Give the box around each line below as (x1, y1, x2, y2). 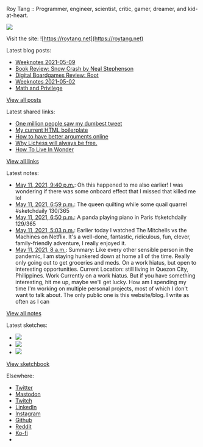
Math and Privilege (15, 85, 63, 91)
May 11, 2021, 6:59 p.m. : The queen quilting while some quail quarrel (15, 201, 187, 208)
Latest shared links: (6, 108, 55, 115)
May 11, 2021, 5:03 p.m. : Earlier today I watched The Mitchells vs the (15, 227, 187, 234)
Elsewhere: (6, 372, 35, 379)
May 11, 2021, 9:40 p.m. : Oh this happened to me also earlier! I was (15, 181, 183, 188)
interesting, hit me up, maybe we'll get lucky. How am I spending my (15, 279, 187, 285)
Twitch (15, 397, 32, 404)
